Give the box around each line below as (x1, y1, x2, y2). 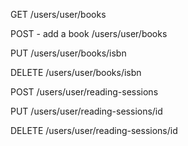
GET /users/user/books (10, 9, 107, 20)
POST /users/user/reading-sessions (10, 86, 159, 98)
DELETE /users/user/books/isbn (10, 67, 142, 78)
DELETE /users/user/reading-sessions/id (10, 125, 178, 136)
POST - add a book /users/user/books (10, 28, 168, 39)
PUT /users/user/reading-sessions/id (10, 105, 163, 117)
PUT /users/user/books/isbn (10, 47, 127, 59)
